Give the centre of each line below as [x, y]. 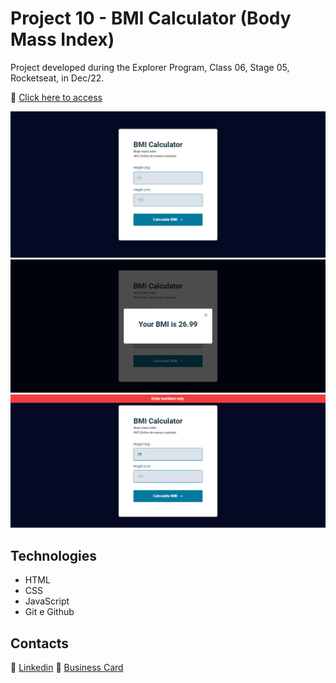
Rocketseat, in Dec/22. [57, 78]
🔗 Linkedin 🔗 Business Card [67, 668]
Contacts [40, 643]
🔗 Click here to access [56, 97]
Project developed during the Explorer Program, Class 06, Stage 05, [150, 67]
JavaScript [47, 601]
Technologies [54, 555]
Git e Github [49, 612]
